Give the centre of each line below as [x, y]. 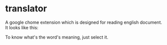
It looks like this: [22, 27]
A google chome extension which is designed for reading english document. [84, 22]
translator [26, 9]
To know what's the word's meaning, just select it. [57, 37]
